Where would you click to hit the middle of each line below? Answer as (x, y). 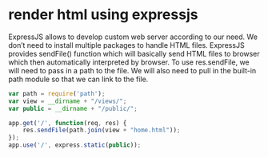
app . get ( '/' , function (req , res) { (68, 123)
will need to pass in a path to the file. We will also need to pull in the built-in (132, 70)
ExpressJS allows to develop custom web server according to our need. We (133, 37)
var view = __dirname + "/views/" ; (68, 101)
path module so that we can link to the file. (78, 79)
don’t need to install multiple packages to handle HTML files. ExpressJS (127, 45)
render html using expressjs (103, 15)
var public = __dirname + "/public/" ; (73, 108)
